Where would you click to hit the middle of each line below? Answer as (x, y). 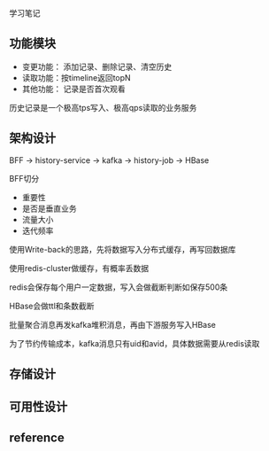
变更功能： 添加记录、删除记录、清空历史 (97, 66)
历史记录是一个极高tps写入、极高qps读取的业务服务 (103, 107)
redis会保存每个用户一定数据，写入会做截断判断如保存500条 (119, 287)
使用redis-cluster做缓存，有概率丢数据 (79, 268)
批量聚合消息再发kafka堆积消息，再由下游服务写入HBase (113, 324)
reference (37, 437)
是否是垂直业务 (49, 208)
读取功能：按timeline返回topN (76, 77)
